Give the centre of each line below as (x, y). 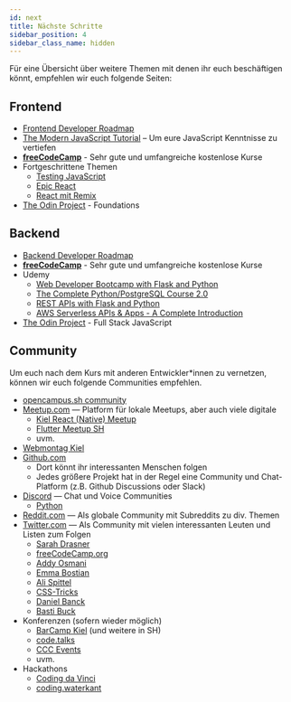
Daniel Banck (61, 601)
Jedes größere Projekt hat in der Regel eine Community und (147, 476)
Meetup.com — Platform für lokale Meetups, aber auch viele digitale (150, 409)
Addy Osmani (61, 563)
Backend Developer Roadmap (78, 255)
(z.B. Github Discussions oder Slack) (137, 486)
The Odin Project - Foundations (81, 205)
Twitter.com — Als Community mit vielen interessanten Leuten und (146, 524)
